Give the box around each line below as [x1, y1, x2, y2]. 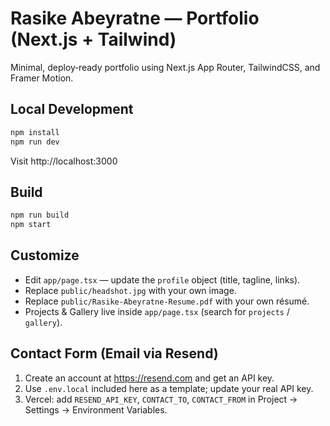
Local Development [10, 101, 134, 118]
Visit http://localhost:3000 [10, 155, 118, 167]
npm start [10, 220, 52, 230]
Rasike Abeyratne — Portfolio [10, 7, 260, 30]
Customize [10, 247, 80, 264]
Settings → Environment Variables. [24, 403, 168, 416]
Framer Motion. [10, 72, 74, 84]
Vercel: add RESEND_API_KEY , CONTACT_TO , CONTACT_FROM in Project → [24, 393, 298, 405]
